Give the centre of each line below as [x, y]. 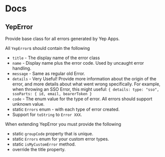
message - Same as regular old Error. [49, 74]
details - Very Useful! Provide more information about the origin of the [84, 79]
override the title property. [39, 149]
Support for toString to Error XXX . [47, 115]
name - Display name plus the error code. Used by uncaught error [78, 63]
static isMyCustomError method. [44, 144]
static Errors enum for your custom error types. [61, 139]
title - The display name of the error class [56, 58]
